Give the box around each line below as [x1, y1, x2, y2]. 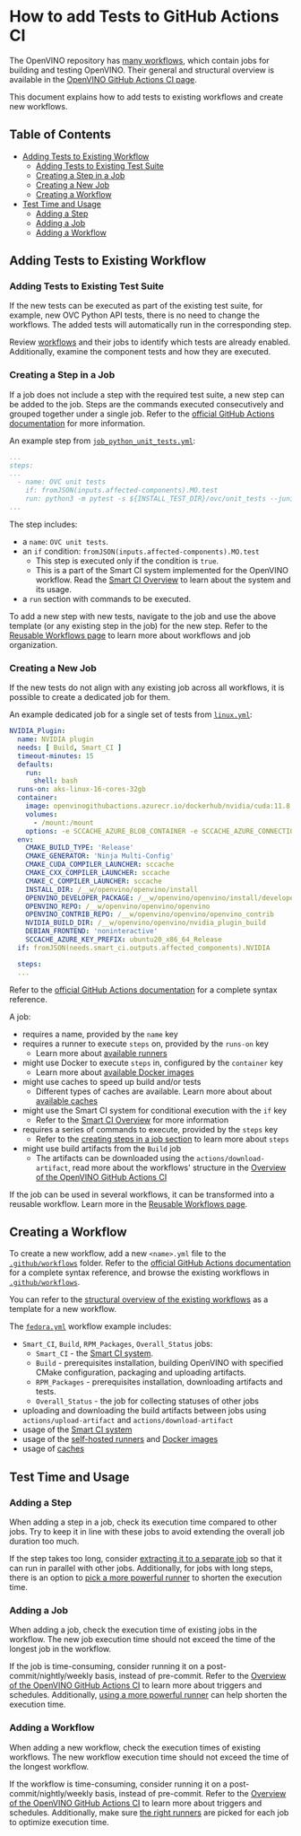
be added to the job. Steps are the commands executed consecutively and [9, 398, 284, 409]
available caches [35, 1095, 99, 1106]
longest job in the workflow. [9, 1644, 112, 1655]
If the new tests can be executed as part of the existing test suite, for [9, 301, 263, 311]
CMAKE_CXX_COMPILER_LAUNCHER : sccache [25, 869, 170, 878]
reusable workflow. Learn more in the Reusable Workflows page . [9, 1198, 248, 1209]
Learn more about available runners [35, 1047, 168, 1058]
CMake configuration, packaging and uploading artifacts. [35, 1367, 246, 1378]
